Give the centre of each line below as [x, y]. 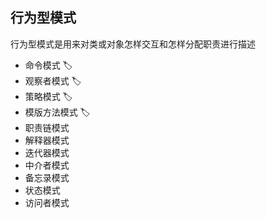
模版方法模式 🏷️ [57, 112]
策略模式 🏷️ [48, 96]
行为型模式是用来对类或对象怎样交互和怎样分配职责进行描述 [133, 44]
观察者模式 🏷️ [53, 80]
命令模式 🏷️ [48, 65]
